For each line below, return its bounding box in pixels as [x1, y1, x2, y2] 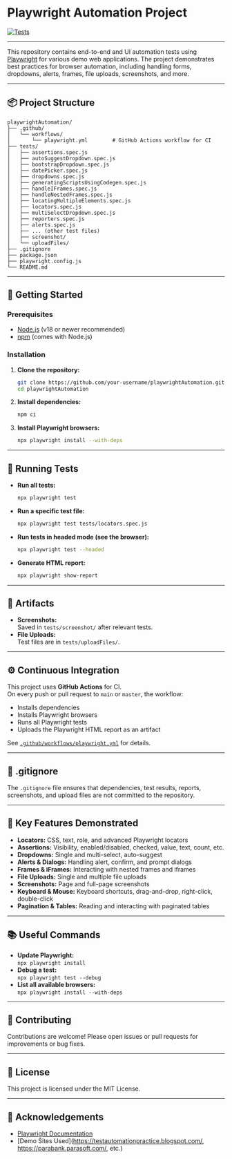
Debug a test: [17, 966, 57, 974]
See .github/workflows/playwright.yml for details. [7, 739, 151, 747]
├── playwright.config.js [7, 258, 81, 265]
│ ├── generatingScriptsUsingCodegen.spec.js [7, 179, 147, 186]
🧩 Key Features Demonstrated [7, 817, 139, 830]
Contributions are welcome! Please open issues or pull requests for [7, 1033, 198, 1041]
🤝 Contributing [7, 1014, 72, 1026]
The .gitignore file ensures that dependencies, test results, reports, [7, 783, 202, 792]
